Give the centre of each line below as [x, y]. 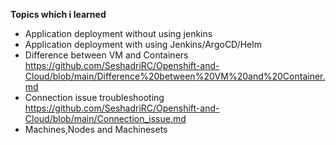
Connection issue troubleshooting [94, 97]
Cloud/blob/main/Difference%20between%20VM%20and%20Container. [175, 76]
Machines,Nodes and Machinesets [96, 129]
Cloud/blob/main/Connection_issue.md [105, 118]
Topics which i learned [58, 14]
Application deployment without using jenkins [118, 33]
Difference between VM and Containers [106, 55]
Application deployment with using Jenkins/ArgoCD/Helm [143, 44]
